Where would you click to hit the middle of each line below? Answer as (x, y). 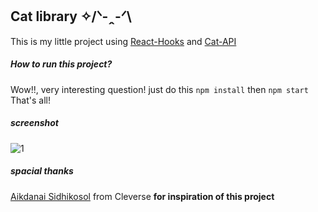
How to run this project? (61, 64)
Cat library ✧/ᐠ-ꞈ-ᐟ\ (71, 16)
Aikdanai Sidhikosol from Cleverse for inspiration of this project (142, 196)
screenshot (34, 123)
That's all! (30, 100)
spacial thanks (42, 171)
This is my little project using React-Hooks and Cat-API (123, 41)
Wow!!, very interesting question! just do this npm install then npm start (159, 89)
